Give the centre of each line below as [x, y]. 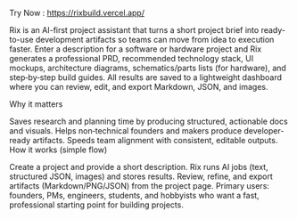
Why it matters [36, 104]
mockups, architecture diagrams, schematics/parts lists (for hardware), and [148, 68]
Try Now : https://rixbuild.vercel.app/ [77, 13]
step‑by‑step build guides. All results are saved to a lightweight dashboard [146, 77]
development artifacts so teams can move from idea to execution [155, 40]
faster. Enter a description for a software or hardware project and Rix [136, 49]
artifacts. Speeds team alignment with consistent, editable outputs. [155, 140]
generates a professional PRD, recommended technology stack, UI [132, 58]
